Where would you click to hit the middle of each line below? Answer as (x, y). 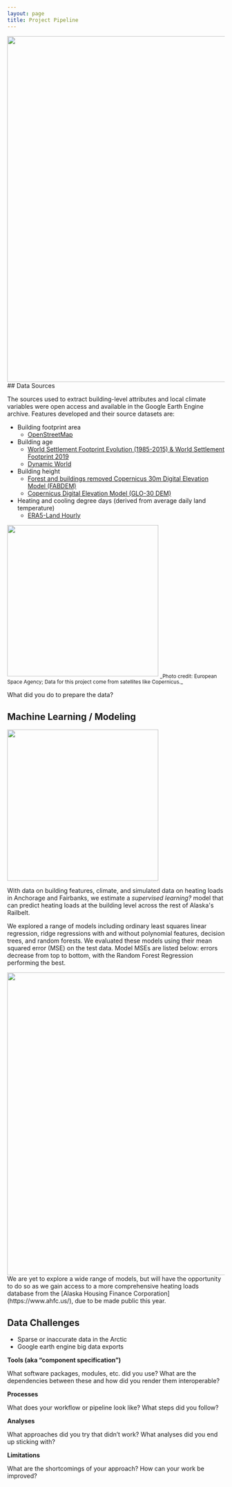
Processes (23, 1394)
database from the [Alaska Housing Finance (70, 1293)
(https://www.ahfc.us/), (40, 1301)
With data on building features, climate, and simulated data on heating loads (115, 891)
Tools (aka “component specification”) (64, 1360)
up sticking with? (31, 1441)
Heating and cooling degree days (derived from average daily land (112, 500)
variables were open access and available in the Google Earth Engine (105, 406)
